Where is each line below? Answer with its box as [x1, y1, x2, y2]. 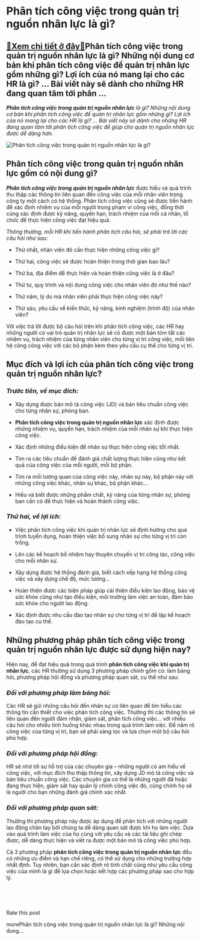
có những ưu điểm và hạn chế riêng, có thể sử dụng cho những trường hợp [6, 854, 192, 862]
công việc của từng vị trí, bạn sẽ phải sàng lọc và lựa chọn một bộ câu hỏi [6, 728, 190, 735]
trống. [14, 538, 30, 546]
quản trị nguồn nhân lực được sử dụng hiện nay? [6, 645, 191, 655]
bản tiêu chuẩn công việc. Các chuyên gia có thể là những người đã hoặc [6, 776, 188, 783]
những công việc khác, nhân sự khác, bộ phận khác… [14, 479, 149, 487]
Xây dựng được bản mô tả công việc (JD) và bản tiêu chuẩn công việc [14, 400, 188, 408]
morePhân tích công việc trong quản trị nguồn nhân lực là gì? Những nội [6, 921, 185, 928]
